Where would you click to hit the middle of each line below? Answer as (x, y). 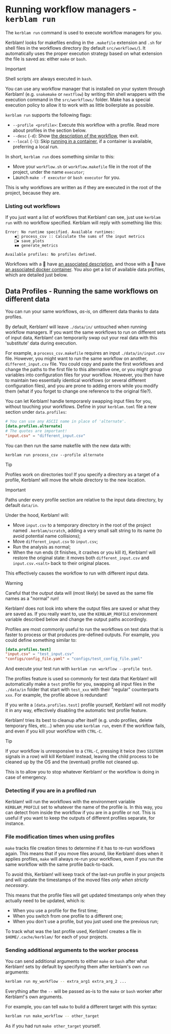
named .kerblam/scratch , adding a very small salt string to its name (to (87, 530)
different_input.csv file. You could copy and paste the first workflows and (84, 364)
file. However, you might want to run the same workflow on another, (77, 359)
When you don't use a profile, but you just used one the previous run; (86, 921)
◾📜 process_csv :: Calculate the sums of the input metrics (80, 237)
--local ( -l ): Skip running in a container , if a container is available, (83, 141)
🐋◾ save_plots (29, 241)
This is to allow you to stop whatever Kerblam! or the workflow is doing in (82, 772)
